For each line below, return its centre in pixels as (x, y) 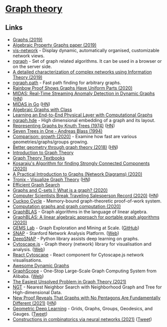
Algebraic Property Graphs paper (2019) (55, 45)
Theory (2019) (27, 77)
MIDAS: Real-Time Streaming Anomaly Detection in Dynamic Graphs (84, 93)
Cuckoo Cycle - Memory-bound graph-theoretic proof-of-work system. (87, 201)
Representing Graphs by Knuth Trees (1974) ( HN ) (64, 126)
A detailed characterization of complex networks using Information (82, 72)
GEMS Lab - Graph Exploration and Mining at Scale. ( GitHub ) (76, 228)
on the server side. (32, 67)
